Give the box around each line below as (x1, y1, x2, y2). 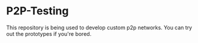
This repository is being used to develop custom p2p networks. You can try (6, 24, 193, 31)
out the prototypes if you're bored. (6, 30, 92, 37)
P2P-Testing (6, 4, 69, 18)
